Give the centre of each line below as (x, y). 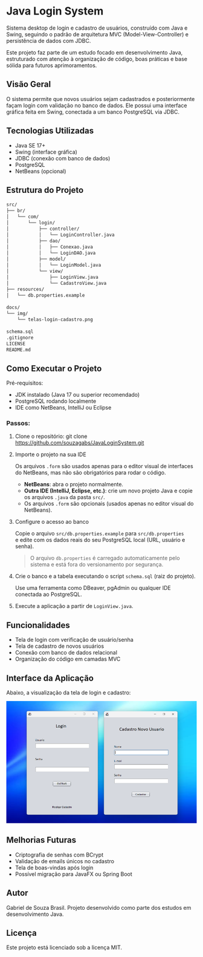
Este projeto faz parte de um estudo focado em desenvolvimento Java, (95, 52)
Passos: (18, 423)
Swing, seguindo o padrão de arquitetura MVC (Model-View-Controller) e (98, 34)
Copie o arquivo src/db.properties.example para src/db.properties (99, 534)
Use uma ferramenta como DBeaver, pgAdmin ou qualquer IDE (93, 588)
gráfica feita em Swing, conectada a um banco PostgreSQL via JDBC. (93, 112)
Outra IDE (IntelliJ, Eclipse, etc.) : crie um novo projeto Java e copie (108, 491)
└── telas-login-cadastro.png (55, 320)
